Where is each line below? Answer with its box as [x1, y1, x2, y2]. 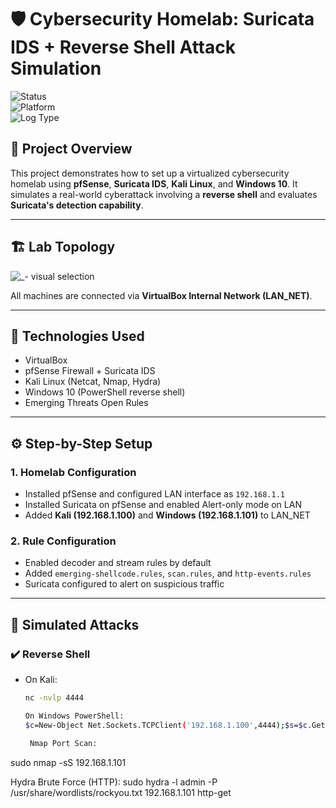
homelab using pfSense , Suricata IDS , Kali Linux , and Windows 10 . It [10, 177, 298, 190]
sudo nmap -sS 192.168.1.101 [10, 756, 127, 768]
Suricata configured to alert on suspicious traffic [24, 578, 225, 590]
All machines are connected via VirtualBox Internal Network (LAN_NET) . [10, 289, 313, 301]
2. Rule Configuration [10, 534, 117, 548]
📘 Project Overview [10, 141, 133, 158]
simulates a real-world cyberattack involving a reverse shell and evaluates [10, 188, 318, 200]
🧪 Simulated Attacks [10, 616, 140, 633]
